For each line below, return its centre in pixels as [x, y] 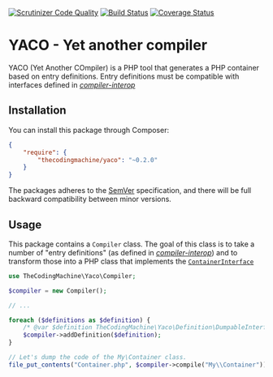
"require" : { [45, 152]
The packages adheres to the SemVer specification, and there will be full [130, 191]
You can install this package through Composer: [89, 130]
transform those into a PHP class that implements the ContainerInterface [131, 261]
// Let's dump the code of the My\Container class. [97, 358]
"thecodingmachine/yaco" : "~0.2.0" [98, 160]
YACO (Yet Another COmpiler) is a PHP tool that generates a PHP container [134, 67]
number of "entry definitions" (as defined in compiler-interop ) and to [123, 252]
